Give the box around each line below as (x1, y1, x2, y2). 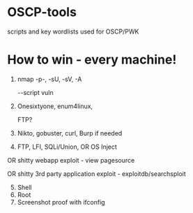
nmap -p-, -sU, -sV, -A (17, 75, 82, 83)
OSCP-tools (7, 4, 77, 20)
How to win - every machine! (7, 52, 177, 68)
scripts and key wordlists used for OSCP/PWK (7, 27, 139, 36)
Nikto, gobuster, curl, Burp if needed (17, 128, 123, 137)
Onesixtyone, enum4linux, (17, 102, 93, 110)
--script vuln (17, 88, 54, 96)
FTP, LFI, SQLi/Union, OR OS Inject (17, 142, 117, 151)
